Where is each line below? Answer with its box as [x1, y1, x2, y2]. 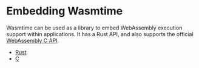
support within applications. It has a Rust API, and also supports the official [6, 30, 194, 37]
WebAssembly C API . [6, 37, 59, 44]
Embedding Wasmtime [6, 4, 123, 18]
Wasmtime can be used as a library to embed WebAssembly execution [6, 24, 183, 31]
